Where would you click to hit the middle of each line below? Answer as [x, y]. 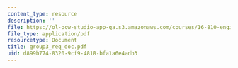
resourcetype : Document [42, 40]
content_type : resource [42, 14]
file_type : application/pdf [49, 34]
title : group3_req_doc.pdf [47, 47]
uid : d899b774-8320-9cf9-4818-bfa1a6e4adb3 [73, 54]
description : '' [31, 21]
